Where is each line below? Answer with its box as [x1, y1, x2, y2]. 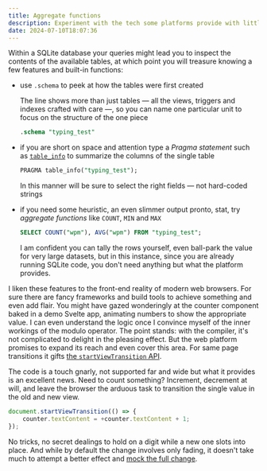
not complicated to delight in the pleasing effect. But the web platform [8, 335, 238, 344]
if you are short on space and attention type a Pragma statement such [19, 142, 250, 152]
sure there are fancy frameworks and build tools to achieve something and [8, 292, 252, 302]
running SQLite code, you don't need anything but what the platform [19, 260, 244, 269]
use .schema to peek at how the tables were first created [19, 80, 204, 90]
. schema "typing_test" [19, 128, 95, 136]
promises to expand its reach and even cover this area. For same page [8, 343, 239, 352]
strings [19, 189, 43, 199]
